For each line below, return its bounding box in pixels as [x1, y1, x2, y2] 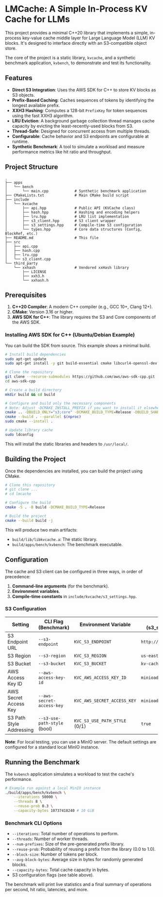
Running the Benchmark [5, 758, 80, 766]
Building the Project [5, 455, 66, 464]
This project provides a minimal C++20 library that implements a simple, [5, 30, 149, 35]
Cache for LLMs [5, 14, 70, 25]
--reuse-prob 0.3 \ [14, 804, 53, 809]
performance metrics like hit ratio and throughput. [12, 149, 112, 155]
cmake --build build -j [5, 518, 53, 523]
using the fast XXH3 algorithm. [12, 113, 74, 119]
